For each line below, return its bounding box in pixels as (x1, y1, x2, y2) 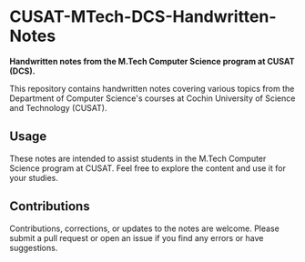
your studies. (9, 172, 59, 183)
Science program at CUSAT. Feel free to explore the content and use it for (9, 162, 287, 174)
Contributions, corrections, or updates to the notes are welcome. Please (9, 223, 280, 234)
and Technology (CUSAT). (9, 102, 107, 113)
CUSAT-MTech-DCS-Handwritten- (9, 6, 277, 27)
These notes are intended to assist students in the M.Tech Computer (9, 153, 267, 164)
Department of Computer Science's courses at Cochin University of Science (9, 93, 296, 104)
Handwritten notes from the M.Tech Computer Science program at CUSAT (9, 55, 295, 66)
